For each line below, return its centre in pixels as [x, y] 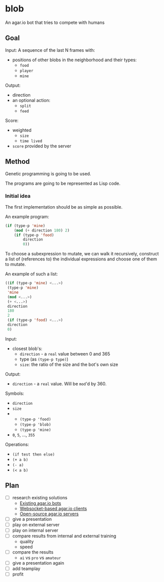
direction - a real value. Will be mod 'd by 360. [59, 383]
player [27, 71]
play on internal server [35, 530]
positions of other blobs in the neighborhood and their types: [75, 60]
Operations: [17, 444]
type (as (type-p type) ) [44, 359]
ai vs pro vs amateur [40, 558]
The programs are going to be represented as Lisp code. [63, 183]
